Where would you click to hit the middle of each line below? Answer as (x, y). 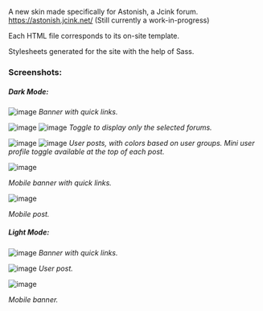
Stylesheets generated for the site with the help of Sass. (101, 51)
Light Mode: (29, 232)
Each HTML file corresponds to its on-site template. (94, 36)
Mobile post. (29, 214)
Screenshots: (35, 72)
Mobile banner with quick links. (60, 182)
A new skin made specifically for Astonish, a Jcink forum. (103, 12)
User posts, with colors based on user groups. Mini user (162, 143)
